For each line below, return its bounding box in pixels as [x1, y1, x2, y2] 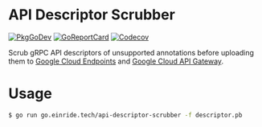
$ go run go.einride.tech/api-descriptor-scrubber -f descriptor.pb [8, 111, 243, 119]
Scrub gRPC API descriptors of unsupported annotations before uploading [8, 47, 255, 57]
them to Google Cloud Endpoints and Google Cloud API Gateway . [8, 56, 223, 66]
